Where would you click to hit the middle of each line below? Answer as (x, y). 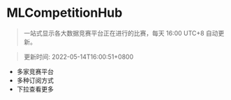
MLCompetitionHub (65, 13)
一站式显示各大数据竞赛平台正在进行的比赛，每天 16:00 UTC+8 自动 (121, 33)
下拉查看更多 (35, 89)
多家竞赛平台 (35, 71)
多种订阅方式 (35, 80)
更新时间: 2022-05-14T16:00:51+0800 (79, 57)
